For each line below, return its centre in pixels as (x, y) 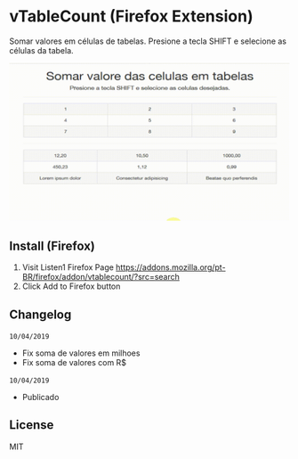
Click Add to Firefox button (71, 286)
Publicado (40, 398)
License (32, 425)
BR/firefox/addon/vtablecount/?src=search (101, 277)
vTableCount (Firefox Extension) (131, 16)
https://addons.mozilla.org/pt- (170, 267)
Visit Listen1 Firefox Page (68, 267)
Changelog (40, 314)
